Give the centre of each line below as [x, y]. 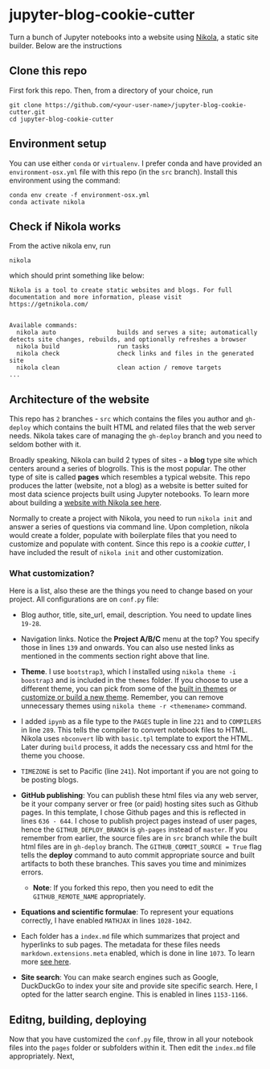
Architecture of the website [79, 399]
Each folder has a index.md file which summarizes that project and [130, 936]
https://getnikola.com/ [49, 304]
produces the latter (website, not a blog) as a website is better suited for [129, 486]
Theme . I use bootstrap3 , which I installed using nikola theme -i [128, 672]
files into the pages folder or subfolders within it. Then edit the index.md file [133, 1048]
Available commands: [44, 326]
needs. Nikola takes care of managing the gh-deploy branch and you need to [135, 436]
